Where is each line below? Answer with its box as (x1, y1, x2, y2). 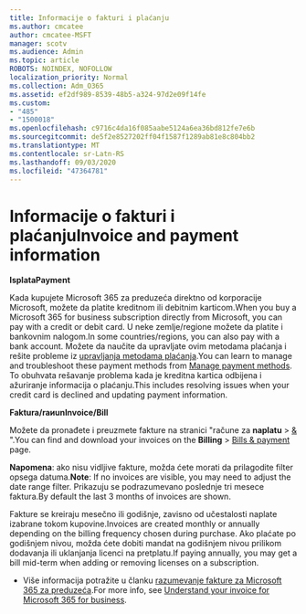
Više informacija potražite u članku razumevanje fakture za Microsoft (22, 575, 282, 586)
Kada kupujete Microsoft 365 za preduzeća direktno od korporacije (9, 292, 262, 303)
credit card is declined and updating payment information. (9, 389, 228, 400)
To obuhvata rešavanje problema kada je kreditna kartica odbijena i (9, 370, 262, 381)
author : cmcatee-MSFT (9, 30, 92, 39)
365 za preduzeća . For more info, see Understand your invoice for (22, 585, 270, 596)
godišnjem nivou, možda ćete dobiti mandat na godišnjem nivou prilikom (9, 538, 281, 549)
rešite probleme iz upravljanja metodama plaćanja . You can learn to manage (9, 351, 292, 362)
